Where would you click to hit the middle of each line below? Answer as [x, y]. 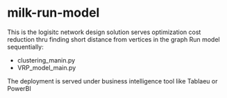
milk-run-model [53, 13]
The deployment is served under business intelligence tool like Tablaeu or [112, 81]
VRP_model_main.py [47, 67]
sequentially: [25, 47]
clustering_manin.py [46, 60]
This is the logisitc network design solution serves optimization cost [104, 32]
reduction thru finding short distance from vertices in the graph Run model [113, 39]
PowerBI [19, 88]
